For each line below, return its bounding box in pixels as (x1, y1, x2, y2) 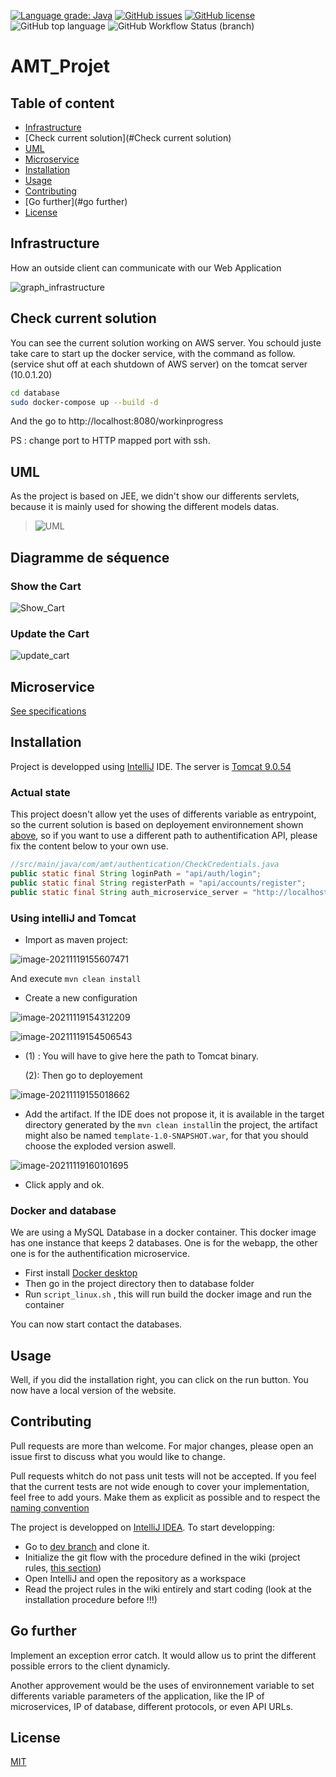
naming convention (10, 1501, 90, 1514)
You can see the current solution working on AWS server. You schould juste (10, 336, 322, 349)
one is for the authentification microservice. (10, 1248, 190, 1260)
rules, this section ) (24, 1561, 102, 1574)
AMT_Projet (10, 55, 110, 78)
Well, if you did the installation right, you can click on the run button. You (10, 1374, 309, 1385)
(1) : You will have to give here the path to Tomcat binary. (24, 1050, 259, 1062)
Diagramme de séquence (10, 549, 170, 566)
